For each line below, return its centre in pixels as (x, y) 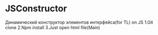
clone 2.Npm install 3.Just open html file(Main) (53, 27)
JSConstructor (36, 9)
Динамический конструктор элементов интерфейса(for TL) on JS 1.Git (79, 22)
